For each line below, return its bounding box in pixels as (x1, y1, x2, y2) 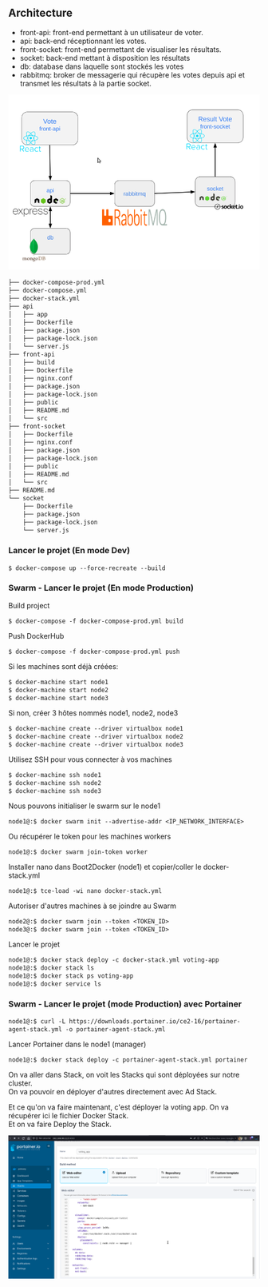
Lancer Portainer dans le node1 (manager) (8, 1039, 147, 1050)
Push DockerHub (8, 631, 65, 640)
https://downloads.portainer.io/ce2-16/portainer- (69, 1018, 241, 1026)
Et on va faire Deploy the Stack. (8, 1119, 112, 1130)
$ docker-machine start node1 (8, 678, 109, 686)
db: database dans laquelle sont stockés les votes (19, 62, 184, 71)
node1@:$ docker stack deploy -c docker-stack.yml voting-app (8, 955, 219, 964)
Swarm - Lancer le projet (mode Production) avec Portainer (8, 998, 242, 1010)
